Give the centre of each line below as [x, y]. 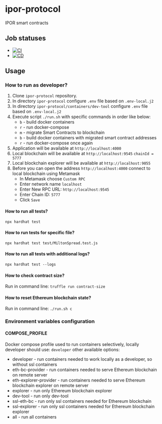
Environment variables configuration [50, 321]
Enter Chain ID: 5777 [40, 195]
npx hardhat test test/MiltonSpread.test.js [51, 243]
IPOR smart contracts [27, 23]
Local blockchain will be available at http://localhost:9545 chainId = [83, 154]
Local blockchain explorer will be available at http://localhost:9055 [81, 163]
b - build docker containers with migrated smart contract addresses [88, 138]
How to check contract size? [35, 275]
